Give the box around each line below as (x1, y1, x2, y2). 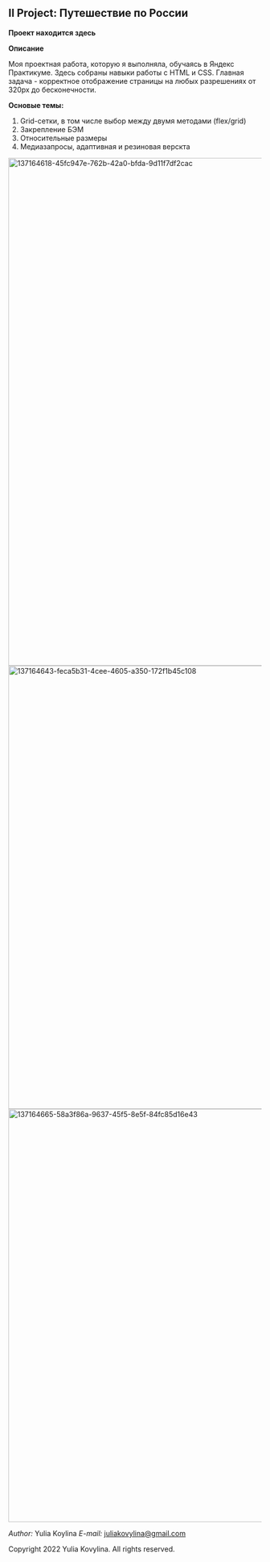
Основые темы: (8, 100, 64, 110)
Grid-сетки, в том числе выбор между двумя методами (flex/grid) (19, 116, 247, 126)
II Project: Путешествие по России (8, 6, 189, 20)
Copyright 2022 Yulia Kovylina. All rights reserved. (8, 1543, 175, 1554)
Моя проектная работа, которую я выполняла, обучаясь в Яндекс (8, 59, 235, 69)
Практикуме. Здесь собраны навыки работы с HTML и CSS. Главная (8, 68, 244, 77)
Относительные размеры (19, 133, 108, 143)
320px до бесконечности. (8, 85, 96, 94)
